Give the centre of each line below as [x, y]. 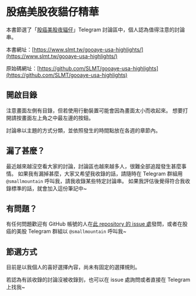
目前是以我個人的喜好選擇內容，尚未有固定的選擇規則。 [73, 267]
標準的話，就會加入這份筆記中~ [49, 188]
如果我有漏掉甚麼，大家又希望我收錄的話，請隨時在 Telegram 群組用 [100, 173]
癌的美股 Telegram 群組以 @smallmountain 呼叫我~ [66, 232]
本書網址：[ [20, 49]
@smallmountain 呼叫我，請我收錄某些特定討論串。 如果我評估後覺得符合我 [96, 181]
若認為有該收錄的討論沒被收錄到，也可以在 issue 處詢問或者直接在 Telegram [98, 280]
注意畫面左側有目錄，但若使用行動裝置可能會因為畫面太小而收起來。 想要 [94, 110]
